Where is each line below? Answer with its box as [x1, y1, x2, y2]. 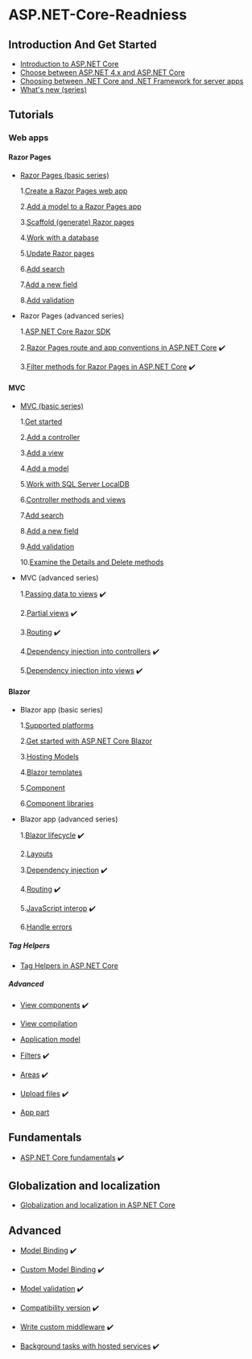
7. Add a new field [19, 280, 78, 289]
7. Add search [19, 510, 64, 520]
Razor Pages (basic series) [19, 170, 110, 180]
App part [19, 1107, 50, 1117]
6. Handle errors [19, 921, 72, 932]
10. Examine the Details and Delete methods [19, 557, 164, 567]
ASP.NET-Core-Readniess [8, 6, 188, 24]
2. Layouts [19, 849, 54, 858]
